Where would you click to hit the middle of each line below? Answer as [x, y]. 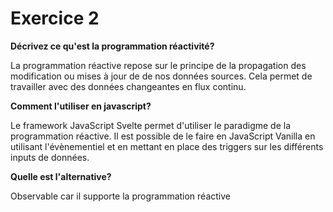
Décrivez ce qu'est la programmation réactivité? [112, 46]
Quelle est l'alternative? [61, 176]
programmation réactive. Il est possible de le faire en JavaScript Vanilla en [163, 136]
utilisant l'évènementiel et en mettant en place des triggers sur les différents [167, 146]
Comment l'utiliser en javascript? [81, 106]
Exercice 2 [55, 18]
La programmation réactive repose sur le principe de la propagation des [158, 65]
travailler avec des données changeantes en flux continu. [128, 86]
